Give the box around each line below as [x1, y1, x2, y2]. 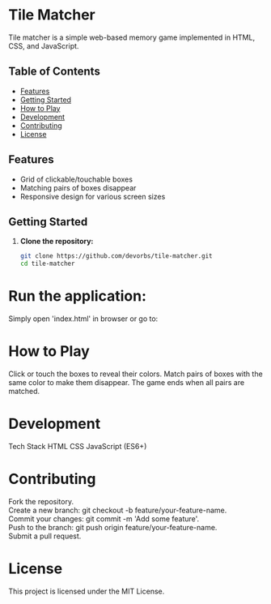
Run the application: [8, 287, 147, 306]
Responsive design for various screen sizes [19, 191, 166, 201]
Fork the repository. [8, 496, 74, 506]
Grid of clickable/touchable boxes [19, 174, 133, 184]
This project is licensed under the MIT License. [8, 586, 165, 596]
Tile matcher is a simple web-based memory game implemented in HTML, [8, 32, 256, 42]
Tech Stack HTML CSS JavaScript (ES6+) [8, 441, 147, 451]
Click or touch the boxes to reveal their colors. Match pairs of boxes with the [8, 369, 263, 379]
